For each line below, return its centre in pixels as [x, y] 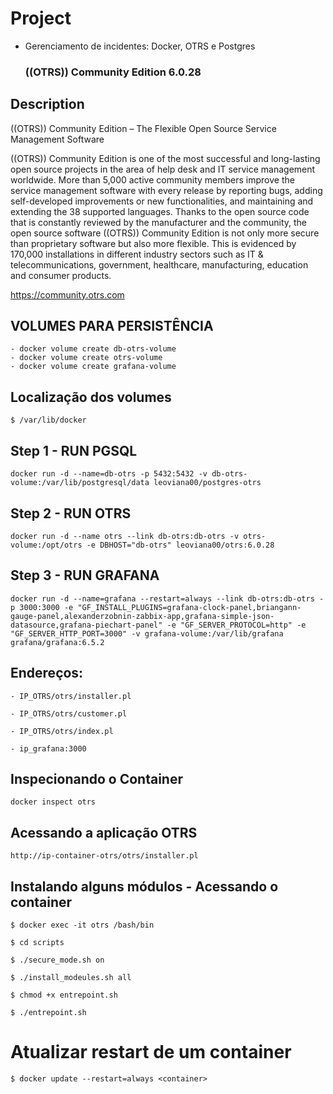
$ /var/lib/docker [48, 420]
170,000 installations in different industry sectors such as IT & [137, 254]
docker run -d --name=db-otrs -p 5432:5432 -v [109, 474]
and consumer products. [61, 275]
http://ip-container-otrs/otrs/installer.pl [104, 856]
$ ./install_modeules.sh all [71, 977]
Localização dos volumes [91, 397]
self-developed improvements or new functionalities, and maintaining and [162, 201]
